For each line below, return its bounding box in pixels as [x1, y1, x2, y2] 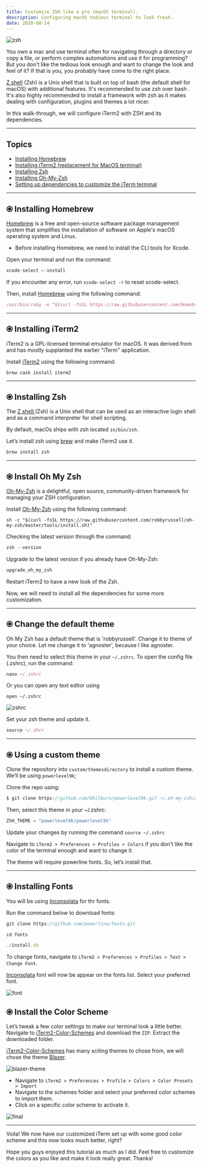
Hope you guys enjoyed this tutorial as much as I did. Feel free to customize [6, 1148, 194, 1155]
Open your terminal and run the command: [6, 256, 112, 263]
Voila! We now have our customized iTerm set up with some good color [6, 1130, 182, 1137]
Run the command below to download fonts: [6, 909, 116, 916]
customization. [6, 596, 43, 603]
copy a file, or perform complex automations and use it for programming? [6, 55, 188, 62]
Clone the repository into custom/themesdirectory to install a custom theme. [6, 766, 194, 773]
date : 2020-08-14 [6, 20, 50, 26]
